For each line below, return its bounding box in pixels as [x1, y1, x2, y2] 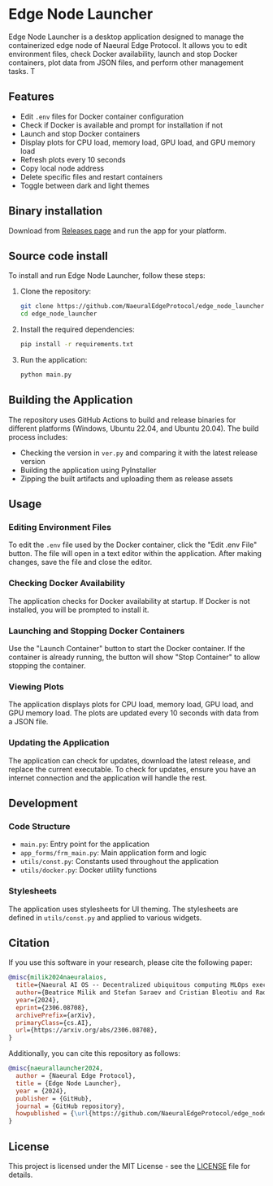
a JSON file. [8, 717, 49, 727]
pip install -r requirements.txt [19, 341, 134, 349]
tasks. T [8, 66, 35, 76]
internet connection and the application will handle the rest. [8, 773, 207, 783]
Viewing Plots [8, 680, 65, 692]
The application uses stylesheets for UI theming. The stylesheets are [8, 904, 239, 914]
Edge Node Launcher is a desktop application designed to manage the [8, 32, 245, 41]
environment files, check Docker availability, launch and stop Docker [8, 49, 238, 59]
